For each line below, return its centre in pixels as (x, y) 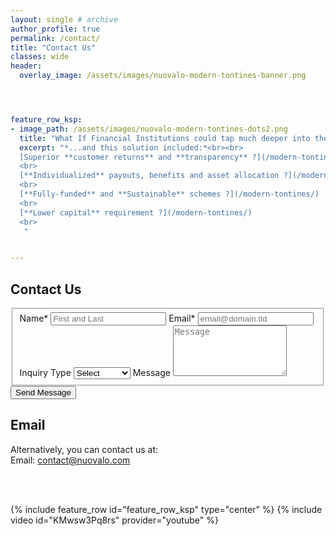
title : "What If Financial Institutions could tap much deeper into (165, 138)
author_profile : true (55, 29)
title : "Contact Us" (53, 47)
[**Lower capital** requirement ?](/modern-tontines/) (136, 212)
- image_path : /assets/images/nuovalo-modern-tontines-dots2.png (149, 129)
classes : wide (40, 57)
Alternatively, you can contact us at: (84, 449)
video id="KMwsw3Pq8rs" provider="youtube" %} (114, 520)
